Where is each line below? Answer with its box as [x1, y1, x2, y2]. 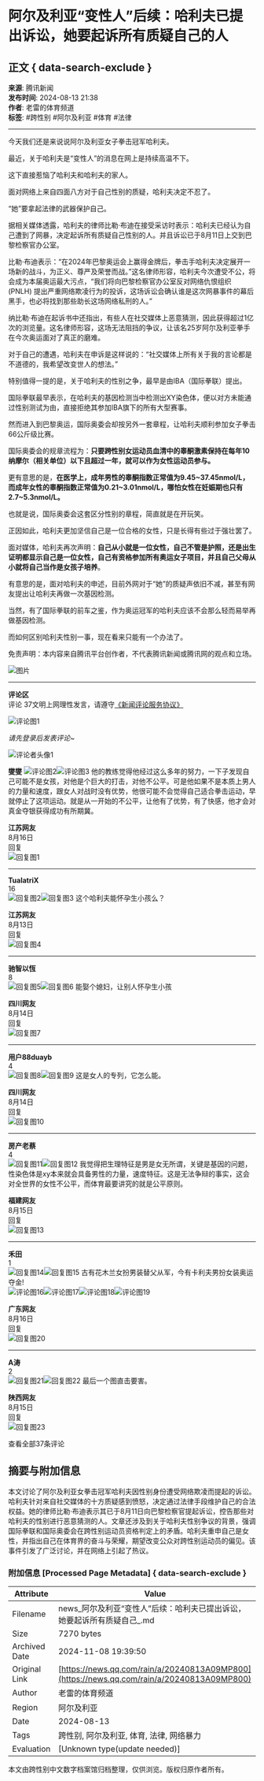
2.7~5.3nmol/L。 [8, 493, 64, 501]
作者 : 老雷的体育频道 [8, 103, 75, 112]
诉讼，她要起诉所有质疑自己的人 [22, 27, 229, 45]
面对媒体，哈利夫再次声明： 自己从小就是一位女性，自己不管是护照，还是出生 [8, 543, 256, 552]
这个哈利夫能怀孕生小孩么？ [75, 894, 166, 902]
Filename [12, 1608, 46, 1619]
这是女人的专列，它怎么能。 [75, 1071, 166, 1080]
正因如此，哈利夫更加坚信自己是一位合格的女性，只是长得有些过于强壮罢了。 [8, 526, 256, 535]
